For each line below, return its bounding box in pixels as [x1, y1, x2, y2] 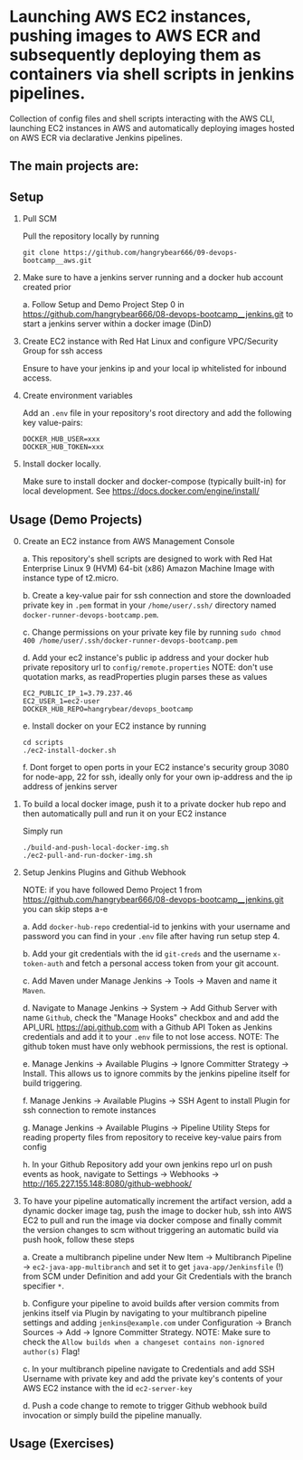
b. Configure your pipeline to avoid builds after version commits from [22, 1297, 279, 1308]
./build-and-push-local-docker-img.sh [22, 843, 169, 852]
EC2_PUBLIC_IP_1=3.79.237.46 [22, 689, 133, 698]
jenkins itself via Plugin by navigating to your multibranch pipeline [22, 1307, 268, 1318]
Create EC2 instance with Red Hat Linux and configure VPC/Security [22, 336, 279, 347]
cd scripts [22, 738, 64, 747]
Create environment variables [22, 391, 134, 401]
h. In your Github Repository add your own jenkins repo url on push [22, 1159, 273, 1170]
